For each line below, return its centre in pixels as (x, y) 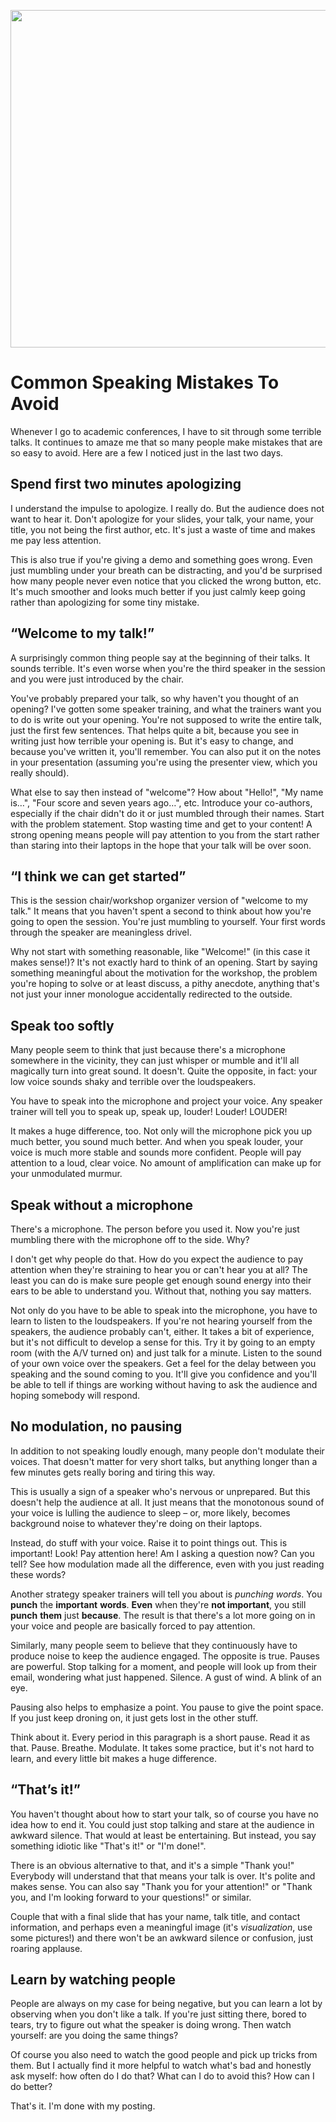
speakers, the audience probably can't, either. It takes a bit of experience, (162, 1331)
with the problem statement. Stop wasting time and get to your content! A (161, 824)
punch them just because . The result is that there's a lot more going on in (163, 1615)
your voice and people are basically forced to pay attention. (133, 1626)
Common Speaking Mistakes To (145, 382)
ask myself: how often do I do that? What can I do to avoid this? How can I (162, 2076)
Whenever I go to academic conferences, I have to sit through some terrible (166, 431)
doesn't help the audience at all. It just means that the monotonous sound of (167, 1502)
